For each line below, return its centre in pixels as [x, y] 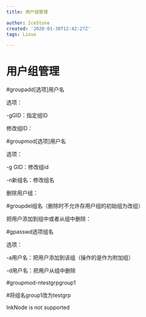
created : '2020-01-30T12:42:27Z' [48, 29]
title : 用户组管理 [27, 12]
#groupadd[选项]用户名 [35, 89]
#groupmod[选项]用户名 [36, 141]
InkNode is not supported [38, 307]
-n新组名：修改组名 [30, 180]
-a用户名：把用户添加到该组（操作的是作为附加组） [70, 258]
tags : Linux [21, 34]
